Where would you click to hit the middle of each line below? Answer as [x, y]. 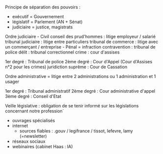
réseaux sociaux [29, 141]
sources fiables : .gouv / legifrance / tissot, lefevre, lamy [76, 131]
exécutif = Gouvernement [38, 16]
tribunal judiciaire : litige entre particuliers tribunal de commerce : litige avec [81, 42]
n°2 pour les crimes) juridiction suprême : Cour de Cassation [66, 67]
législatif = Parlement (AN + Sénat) [47, 22]
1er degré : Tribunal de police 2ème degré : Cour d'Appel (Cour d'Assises [79, 62]
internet [20, 126]
